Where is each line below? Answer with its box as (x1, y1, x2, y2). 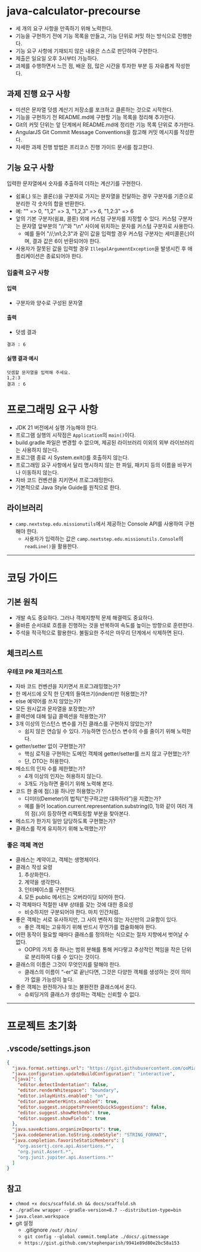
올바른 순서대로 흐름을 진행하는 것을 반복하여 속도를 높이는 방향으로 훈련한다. (15, 621, 194, 628)
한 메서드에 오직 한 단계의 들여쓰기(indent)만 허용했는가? (15, 690, 148, 697)
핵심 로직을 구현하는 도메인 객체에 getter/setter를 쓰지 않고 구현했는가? (24, 750, 190, 757)
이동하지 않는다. (21, 469, 59, 476)
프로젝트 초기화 (7, 1020, 77, 1033)
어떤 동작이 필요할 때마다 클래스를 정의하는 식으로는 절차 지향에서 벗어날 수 (15, 930, 190, 938)
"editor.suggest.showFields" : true (17, 1115, 106, 1121)
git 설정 (15, 1220, 33, 1227)
